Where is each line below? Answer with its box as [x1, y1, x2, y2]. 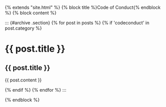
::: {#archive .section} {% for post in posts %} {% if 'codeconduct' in [5, 20, 150, 26]
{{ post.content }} [5, 77, 42, 83]
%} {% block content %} [5, 10, 57, 16]
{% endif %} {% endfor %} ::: [5, 87, 67, 93]
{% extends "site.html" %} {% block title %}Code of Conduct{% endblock [5, 5, 161, 10]
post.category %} [5, 25, 42, 31]
